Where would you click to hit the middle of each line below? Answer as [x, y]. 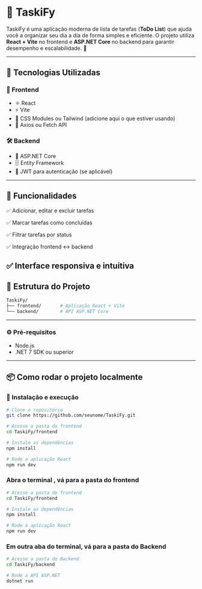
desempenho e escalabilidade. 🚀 [47, 48]
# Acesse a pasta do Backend [43, 559]
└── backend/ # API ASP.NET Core [58, 311]
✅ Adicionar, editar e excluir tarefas [50, 211]
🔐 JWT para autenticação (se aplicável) [64, 171]
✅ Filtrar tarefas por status [39, 235]
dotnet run [20, 581]
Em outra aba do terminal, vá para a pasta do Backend [86, 547]
